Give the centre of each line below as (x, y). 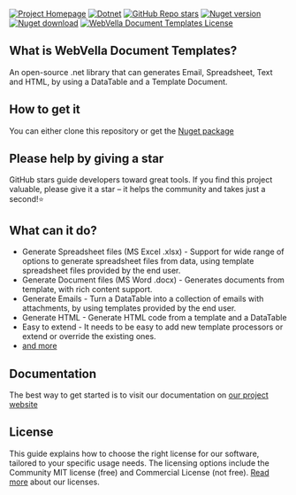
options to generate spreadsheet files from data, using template (138, 261)
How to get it (45, 109)
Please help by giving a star (87, 159)
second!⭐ (27, 199)
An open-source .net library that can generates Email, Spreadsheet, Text (141, 72)
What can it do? (53, 230)
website (23, 405)
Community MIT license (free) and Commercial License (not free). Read (139, 472)
